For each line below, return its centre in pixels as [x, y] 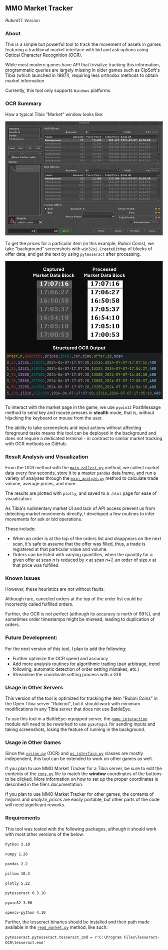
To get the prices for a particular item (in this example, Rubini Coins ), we [79, 244]
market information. [25, 81]
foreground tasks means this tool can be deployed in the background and [81, 433]
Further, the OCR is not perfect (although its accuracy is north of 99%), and [83, 614]
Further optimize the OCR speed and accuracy [60, 658]
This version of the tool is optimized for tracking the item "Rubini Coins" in [81, 698]
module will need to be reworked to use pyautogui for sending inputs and [80, 724]
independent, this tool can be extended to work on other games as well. [79, 759]
